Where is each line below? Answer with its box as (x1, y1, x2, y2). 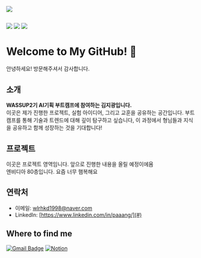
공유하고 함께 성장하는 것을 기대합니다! (12, 124, 103, 132)
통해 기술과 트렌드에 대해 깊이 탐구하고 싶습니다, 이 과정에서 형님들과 (22, 117, 182, 124)
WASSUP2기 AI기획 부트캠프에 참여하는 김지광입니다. (6, 102, 132, 109)
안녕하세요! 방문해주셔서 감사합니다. (6, 65, 90, 72)
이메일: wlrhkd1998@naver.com (14, 204, 92, 212)
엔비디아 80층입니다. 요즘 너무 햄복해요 (6, 168, 98, 175)
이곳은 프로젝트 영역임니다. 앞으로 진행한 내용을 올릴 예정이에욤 (6, 160, 154, 168)
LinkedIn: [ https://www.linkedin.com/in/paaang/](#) (14, 211, 142, 218)
